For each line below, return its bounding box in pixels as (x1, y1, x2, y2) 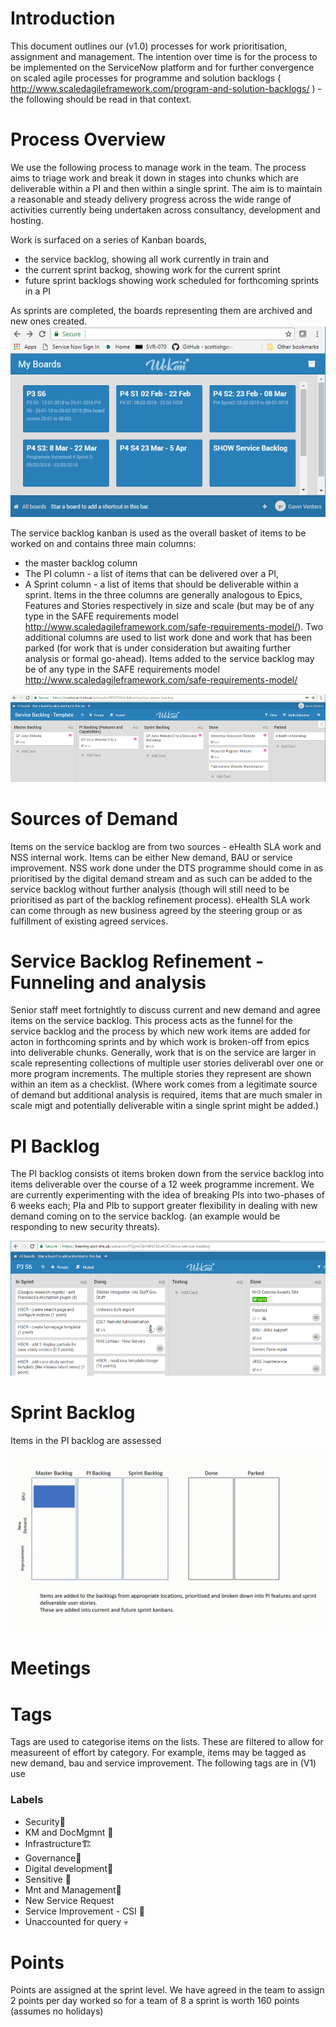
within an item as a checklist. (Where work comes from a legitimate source (10, 1078, 318, 1091)
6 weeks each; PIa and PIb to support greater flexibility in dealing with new (10, 1200, 318, 1212)
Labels (10, 1793, 44, 1807)
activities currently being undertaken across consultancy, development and (10, 203, 321, 216)
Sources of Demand (10, 807, 178, 830)
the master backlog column (24, 557, 138, 569)
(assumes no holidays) (10, 2005, 104, 2017)
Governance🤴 (24, 1852, 82, 1864)
